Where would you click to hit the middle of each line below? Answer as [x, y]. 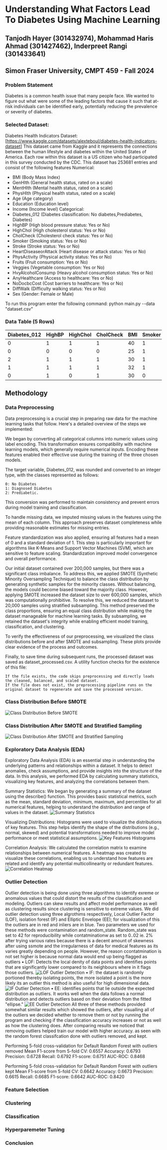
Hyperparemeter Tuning [35, 1130]
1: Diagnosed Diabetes [29, 488]
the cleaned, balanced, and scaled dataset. [52, 681]
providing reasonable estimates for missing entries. [58, 527]
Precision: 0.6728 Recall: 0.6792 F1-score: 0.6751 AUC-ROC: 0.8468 [75, 1056]
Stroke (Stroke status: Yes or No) [46, 246]
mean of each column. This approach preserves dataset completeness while [83, 522]
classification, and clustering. [35, 626]
